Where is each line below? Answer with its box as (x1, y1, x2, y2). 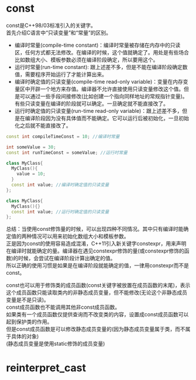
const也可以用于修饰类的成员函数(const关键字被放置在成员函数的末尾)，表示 (6, 282, 191, 289)
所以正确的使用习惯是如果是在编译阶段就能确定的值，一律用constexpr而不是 (6, 262, 189, 269)
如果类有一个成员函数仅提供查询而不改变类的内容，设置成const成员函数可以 (6, 311, 189, 318)
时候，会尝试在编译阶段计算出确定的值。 (18, 255, 116, 262)
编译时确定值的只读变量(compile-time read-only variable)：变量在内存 (14, 78, 183, 85)
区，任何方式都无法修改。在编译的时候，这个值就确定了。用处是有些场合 (14, 49, 189, 56)
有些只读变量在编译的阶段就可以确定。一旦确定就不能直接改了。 (14, 100, 169, 107)
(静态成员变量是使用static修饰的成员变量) (6, 340, 105, 347)
